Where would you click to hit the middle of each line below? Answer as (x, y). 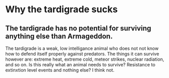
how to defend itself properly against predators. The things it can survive (82, 54)
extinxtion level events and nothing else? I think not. (60, 70)
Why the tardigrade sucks (61, 9)
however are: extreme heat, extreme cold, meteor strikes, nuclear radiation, (85, 59)
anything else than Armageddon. (59, 36)
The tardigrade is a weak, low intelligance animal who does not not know (82, 48)
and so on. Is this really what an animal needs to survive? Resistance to (80, 64)
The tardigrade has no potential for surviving (78, 28)
